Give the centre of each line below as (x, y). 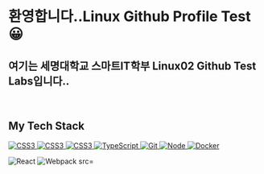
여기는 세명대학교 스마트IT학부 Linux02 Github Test (132, 66)
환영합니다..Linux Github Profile (113, 17)
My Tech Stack (46, 126)
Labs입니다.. (39, 81)
